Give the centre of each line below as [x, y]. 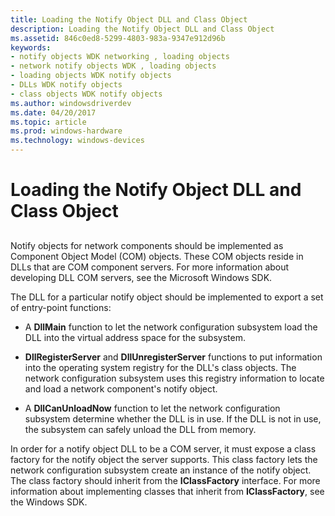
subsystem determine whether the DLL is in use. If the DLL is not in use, [173, 418]
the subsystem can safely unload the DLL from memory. [140, 429]
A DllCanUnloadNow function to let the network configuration [152, 408]
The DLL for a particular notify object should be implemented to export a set [167, 297]
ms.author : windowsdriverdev [71, 103]
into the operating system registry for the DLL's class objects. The [160, 367]
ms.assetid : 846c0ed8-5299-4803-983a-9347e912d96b [118, 38]
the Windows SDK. [49, 502]
